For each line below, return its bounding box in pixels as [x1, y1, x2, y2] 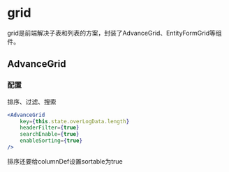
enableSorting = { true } [20, 137, 82, 144]
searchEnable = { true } [20, 131, 80, 138]
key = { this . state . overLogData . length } [20, 118, 130, 125]
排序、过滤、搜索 [7, 97, 57, 106]
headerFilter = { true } [20, 124, 80, 132]
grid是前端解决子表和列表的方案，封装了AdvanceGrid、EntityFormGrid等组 [7, 29, 222, 37]
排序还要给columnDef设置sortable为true [7, 157, 124, 165]
